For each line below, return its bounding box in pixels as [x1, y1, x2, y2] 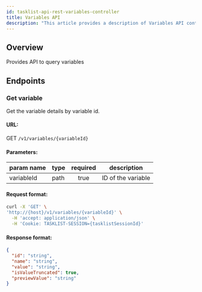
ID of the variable [102, 174, 150, 182]
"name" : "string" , [11, 258, 58, 264]
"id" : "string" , [11, 253, 52, 259]
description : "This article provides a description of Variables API [6, 20, 185, 26]
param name [9, 164, 46, 172]
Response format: [6, 234, 52, 241]
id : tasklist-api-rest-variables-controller [6, 8, 120, 15]
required [71, 164, 96, 172]
